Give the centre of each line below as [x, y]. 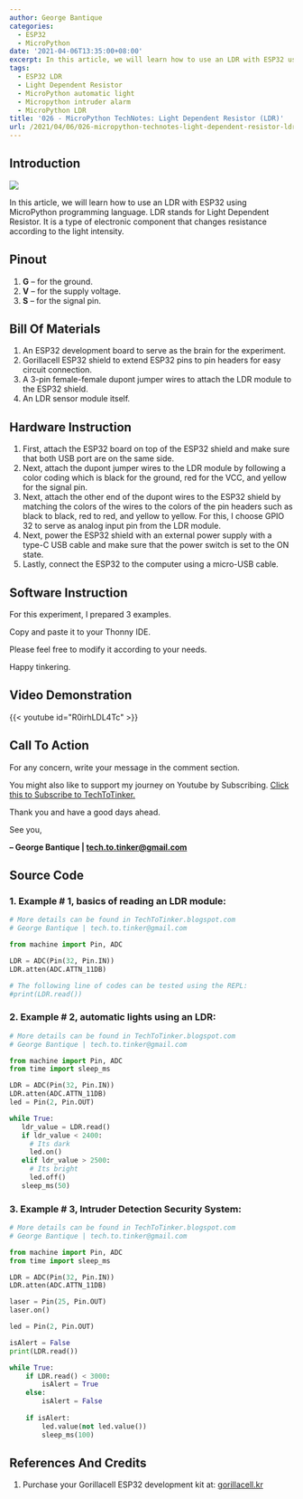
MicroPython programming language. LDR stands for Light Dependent [139, 212]
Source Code [46, 876]
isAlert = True [70, 1384]
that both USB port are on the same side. [98, 458]
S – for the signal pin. [62, 300]
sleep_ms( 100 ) [68, 1435]
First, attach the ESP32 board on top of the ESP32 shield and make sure [156, 449]
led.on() [46, 1152]
